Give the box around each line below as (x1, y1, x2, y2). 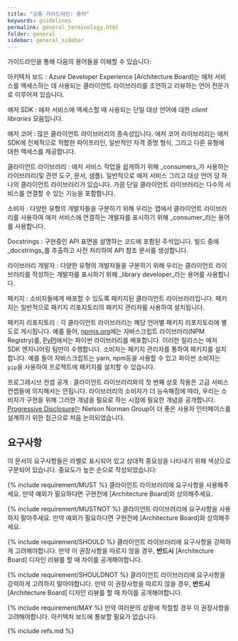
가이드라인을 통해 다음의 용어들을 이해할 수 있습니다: (7, 58, 151, 66)
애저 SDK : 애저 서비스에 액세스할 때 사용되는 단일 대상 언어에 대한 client (7, 105, 208, 114)
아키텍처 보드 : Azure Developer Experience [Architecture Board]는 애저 (7, 73, 213, 81)
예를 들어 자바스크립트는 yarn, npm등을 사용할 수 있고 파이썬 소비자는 (28, 354, 221, 363)
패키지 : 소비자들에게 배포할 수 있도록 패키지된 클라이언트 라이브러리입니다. (7, 294, 215, 303)
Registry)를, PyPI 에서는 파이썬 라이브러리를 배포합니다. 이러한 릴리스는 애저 (7, 336, 218, 345)
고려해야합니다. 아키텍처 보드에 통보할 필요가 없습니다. (7, 612, 158, 620)
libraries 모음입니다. (7, 115, 64, 123)
